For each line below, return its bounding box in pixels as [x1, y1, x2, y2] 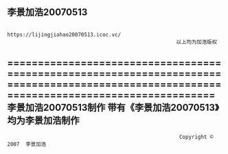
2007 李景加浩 [7, 140, 47, 148]
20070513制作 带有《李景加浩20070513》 [43, 102, 220, 113]
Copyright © [179, 133, 214, 140]
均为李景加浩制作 [7, 115, 80, 126]
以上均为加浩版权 [176, 38, 218, 45]
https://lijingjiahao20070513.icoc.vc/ [7, 31, 122, 38]
